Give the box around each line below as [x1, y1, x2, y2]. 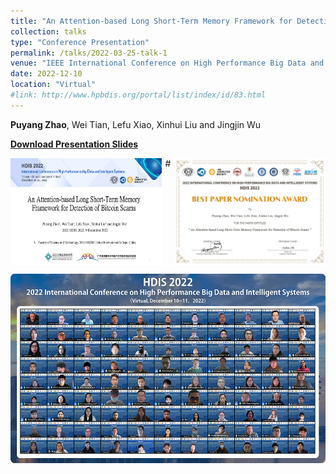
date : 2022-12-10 [10, 69, 83, 79]
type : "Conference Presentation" [10, 37, 150, 47]
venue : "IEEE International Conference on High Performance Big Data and [10, 58, 325, 69]
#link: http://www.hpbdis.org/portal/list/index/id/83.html [10, 90, 267, 100]
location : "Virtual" [10, 80, 97, 90]
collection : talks [10, 26, 87, 37]
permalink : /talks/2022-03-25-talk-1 [10, 48, 168, 58]
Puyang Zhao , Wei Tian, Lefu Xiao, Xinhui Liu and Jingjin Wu [10, 118, 262, 130]
